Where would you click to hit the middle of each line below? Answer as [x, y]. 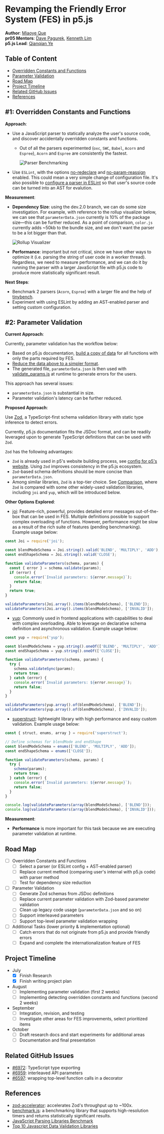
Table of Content [31, 59]
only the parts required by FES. [43, 358]
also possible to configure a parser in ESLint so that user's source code [84, 183]
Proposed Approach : [27, 408]
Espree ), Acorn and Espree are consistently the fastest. [73, 153]
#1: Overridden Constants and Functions [68, 112]
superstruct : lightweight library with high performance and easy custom [84, 719]
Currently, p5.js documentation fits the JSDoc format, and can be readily [78, 432]
